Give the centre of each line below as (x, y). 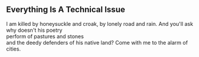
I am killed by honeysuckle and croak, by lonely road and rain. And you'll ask (100, 24)
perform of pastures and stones (45, 36)
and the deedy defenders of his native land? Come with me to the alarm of (97, 42)
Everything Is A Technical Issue (66, 10)
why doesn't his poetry (34, 30)
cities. (13, 49)
